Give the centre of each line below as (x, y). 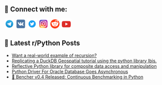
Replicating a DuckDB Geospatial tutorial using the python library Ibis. (84, 61)
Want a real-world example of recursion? (54, 55)
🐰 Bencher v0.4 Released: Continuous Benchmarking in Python (77, 77)
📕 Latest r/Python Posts (42, 43)
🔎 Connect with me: (36, 9)
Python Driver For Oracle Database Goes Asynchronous (70, 71)
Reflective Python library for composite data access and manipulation (84, 66)
